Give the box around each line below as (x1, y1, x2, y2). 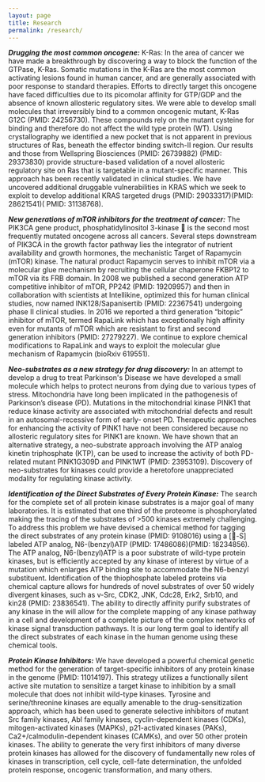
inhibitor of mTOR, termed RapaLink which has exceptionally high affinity (8, 316, 245, 325)
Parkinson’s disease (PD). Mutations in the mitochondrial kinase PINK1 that (8, 398, 251, 408)
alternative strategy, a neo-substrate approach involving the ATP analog (8, 440, 243, 450)
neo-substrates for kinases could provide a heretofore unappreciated (8, 465, 233, 475)
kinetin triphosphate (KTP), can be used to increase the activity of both (8, 449, 240, 458)
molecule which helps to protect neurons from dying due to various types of (8, 382, 256, 391)
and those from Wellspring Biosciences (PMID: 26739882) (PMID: (8, 149, 222, 158)
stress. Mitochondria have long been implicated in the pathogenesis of (8, 389, 238, 400)
